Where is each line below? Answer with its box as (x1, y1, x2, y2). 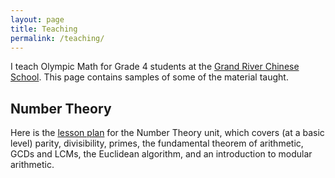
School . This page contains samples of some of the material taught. (10, 71, 289, 83)
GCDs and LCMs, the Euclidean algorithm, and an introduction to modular (10, 148, 313, 160)
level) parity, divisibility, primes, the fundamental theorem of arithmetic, (10, 137, 304, 150)
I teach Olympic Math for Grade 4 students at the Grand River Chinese (10, 61, 300, 73)
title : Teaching (10, 24, 78, 34)
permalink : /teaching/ (10, 33, 105, 43)
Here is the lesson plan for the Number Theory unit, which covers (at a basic (10, 127, 325, 139)
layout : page (10, 14, 65, 25)
